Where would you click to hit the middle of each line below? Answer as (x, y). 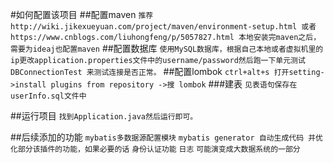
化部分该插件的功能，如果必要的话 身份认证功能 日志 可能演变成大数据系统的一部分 (155, 149)
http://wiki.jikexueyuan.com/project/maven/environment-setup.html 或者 (163, 27)
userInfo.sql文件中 (48, 96)
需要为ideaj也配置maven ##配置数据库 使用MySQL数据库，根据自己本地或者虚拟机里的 (167, 48)
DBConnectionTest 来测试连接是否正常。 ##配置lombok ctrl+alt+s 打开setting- (167, 71)
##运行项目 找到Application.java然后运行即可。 (104, 116)
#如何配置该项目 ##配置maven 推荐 (82, 14)
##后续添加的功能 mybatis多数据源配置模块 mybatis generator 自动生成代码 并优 (167, 137)
